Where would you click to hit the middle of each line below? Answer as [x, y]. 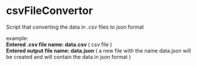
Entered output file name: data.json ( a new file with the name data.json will [98, 50]
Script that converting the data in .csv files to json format [75, 27]
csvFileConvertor [49, 11]
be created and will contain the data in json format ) [69, 57]
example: [17, 38]
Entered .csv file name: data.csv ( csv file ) [59, 44]
